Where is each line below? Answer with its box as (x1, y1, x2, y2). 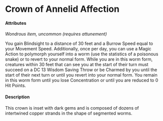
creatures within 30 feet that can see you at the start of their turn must (5, 62, 149, 68)
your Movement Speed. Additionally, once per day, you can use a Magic (5, 46, 152, 52)
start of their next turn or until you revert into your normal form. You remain (5, 72, 158, 78)
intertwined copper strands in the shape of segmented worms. (5, 110, 132, 116)
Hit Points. (5, 82, 26, 88)
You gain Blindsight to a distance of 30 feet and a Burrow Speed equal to (5, 40, 153, 46)
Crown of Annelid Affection (5, 3, 120, 15)
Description (5, 94, 30, 100)
